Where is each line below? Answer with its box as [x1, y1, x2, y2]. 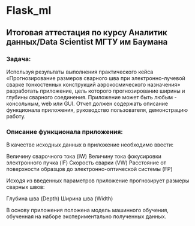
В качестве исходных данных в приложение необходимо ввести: [6, 141, 174, 148]
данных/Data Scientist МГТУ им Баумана [6, 36, 168, 47]
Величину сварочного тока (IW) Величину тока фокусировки [6, 153, 162, 160]
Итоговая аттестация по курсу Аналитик [6, 28, 168, 38]
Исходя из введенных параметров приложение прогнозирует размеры [6, 177, 190, 184]
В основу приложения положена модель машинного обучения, [6, 207, 169, 214]
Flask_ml [6, 4, 52, 17]
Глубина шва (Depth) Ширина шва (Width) [6, 195, 113, 202]
